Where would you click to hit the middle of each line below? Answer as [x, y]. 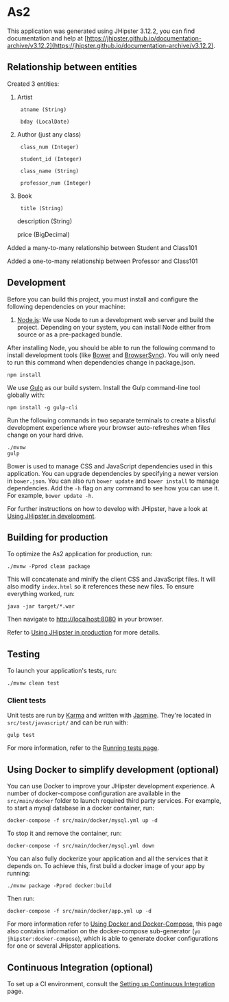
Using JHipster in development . [52, 516]
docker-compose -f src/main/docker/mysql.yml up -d [82, 821]
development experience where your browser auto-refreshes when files [109, 427]
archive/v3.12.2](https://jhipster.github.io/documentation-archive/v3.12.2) [110, 45]
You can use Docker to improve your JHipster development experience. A [111, 786]
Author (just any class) [49, 134]
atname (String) [44, 110]
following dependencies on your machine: [66, 306]
